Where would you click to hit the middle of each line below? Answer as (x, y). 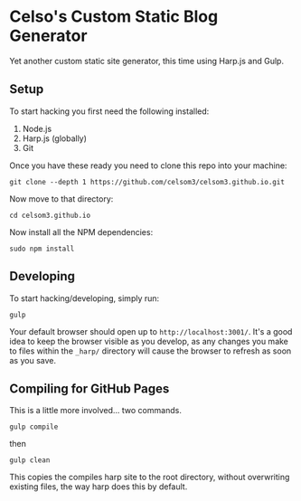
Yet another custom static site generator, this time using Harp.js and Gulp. (147, 61)
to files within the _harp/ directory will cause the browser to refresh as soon (150, 351)
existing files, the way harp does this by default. (99, 487)
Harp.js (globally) (55, 138)
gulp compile (34, 427)
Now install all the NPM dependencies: (81, 232)
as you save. (33, 360)
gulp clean (30, 460)
